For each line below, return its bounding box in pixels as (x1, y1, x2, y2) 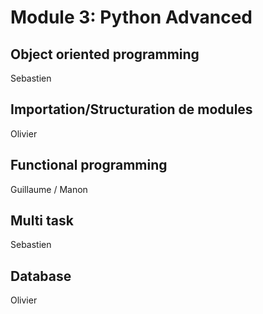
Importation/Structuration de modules (10, 101, 253, 118)
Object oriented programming (10, 46, 200, 63)
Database (10, 267, 72, 285)
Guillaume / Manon (10, 183, 88, 195)
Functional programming (10, 157, 168, 174)
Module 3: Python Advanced (10, 6, 253, 29)
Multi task (10, 212, 74, 230)
